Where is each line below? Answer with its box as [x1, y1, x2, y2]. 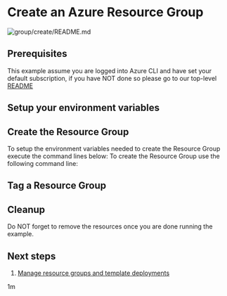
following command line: [7, 159, 79, 167]
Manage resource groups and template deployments [17, 269, 170, 277]
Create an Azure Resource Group [7, 4, 204, 20]
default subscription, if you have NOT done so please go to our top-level [7, 74, 217, 82]
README [7, 82, 34, 90]
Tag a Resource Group [7, 180, 107, 192]
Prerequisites [7, 48, 67, 60]
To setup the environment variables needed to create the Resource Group [7, 144, 221, 153]
